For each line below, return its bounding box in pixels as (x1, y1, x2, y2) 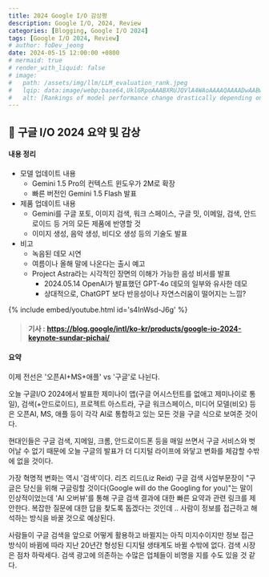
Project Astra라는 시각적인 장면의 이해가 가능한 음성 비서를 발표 (31, 268, 231, 278)
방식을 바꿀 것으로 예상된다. (29, 513, 115, 523)
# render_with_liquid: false (8, 64, 106, 72)
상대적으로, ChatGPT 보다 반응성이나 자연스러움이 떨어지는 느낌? (43, 288, 247, 298)
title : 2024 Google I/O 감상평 (8, 11, 108, 20)
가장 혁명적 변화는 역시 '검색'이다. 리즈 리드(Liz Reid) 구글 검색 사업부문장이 (8, 473, 244, 482)
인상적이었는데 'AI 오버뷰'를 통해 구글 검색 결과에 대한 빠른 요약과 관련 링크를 (8, 493, 248, 502)
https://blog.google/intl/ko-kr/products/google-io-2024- (46, 324, 242, 333)
